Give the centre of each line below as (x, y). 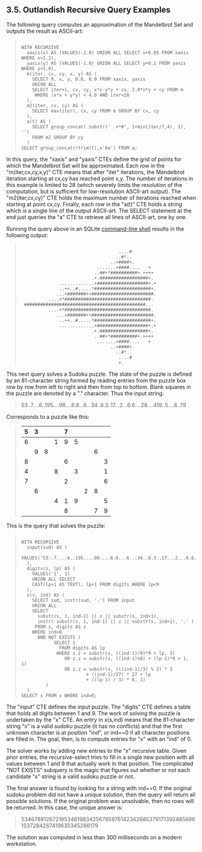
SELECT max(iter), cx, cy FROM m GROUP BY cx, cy (96, 111)
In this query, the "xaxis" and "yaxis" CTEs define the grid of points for (94, 159)
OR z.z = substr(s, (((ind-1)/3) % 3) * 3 (118, 669)
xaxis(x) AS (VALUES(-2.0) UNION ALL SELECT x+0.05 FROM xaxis (108, 53)
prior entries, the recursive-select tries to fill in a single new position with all (100, 757)
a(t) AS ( (39, 121)
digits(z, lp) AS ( (51, 568)
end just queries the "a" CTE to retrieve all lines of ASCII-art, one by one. (97, 217)
